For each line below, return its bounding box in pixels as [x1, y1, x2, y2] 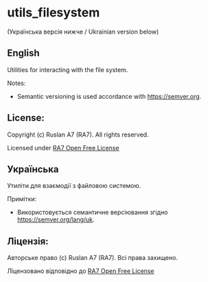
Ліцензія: [7, 235, 49, 247]
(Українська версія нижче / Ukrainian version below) [7, 27, 159, 36]
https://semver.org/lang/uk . [16, 215, 95, 224]
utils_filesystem [7, 5, 100, 21]
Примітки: [7, 195, 37, 203]
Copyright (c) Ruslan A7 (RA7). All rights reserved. [7, 130, 149, 139]
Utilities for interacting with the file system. [7, 65, 128, 73]
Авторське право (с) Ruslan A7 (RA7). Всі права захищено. [7, 254, 178, 262]
